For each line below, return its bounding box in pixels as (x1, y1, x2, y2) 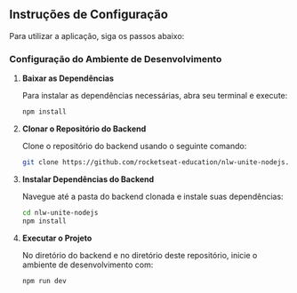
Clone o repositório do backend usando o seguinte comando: (21, 140, 247, 151)
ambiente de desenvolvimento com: (21, 259, 154, 270)
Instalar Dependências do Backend (21, 173, 155, 185)
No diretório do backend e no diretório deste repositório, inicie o (21, 249, 258, 260)
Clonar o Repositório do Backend (21, 123, 147, 134)
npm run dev (21, 276, 67, 285)
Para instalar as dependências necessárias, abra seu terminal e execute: (21, 91, 288, 101)
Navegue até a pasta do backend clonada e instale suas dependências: (21, 191, 284, 202)
